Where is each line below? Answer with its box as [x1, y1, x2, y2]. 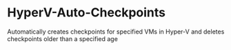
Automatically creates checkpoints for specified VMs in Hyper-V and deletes [7, 27, 225, 36]
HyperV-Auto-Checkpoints [7, 5, 165, 21]
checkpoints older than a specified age [7, 34, 119, 42]
